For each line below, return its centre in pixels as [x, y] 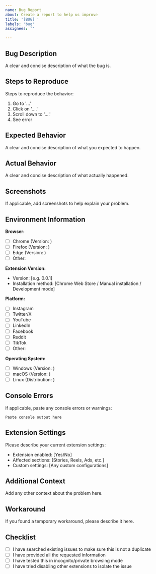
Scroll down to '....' [32, 114]
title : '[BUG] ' [22, 19]
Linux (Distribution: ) [34, 379]
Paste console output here [33, 417]
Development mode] [34, 289]
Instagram [23, 309]
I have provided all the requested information [59, 555]
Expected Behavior [36, 135]
